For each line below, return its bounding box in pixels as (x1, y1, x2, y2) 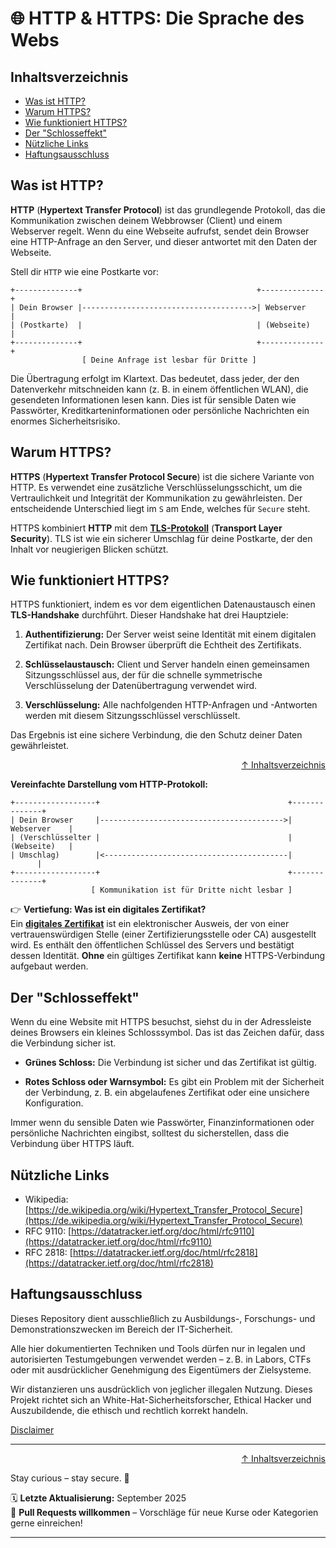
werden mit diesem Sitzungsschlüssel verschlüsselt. (24, 710, 241, 722)
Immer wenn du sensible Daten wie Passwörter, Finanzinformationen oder (10, 1117, 315, 1129)
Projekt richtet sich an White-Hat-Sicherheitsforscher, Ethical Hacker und (10, 1393, 312, 1406)
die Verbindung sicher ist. (10, 1037, 117, 1049)
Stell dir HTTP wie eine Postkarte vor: (10, 265, 160, 277)
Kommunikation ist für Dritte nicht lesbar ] (99, 885, 293, 896)
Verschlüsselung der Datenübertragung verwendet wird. (24, 680, 258, 692)
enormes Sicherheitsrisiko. (10, 415, 121, 427)
